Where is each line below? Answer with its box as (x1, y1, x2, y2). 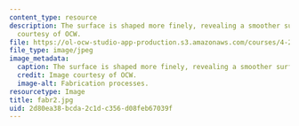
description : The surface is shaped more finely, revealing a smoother (9, 21, 280, 30)
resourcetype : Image (9, 87, 86, 96)
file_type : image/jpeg (9, 46, 93, 55)
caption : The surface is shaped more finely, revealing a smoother (17, 63, 273, 72)
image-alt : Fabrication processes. (17, 79, 149, 88)
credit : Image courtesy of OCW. (17, 71, 138, 80)
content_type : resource (9, 12, 98, 22)
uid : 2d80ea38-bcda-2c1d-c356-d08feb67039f (9, 104, 174, 113)
